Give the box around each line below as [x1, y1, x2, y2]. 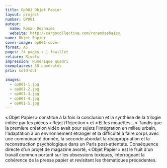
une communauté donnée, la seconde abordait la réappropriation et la [5, 136, 150, 142]
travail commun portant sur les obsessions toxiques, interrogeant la [5, 152, 145, 158]
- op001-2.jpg [10, 87, 39, 92]
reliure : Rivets [5, 54, 39, 59]
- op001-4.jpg [10, 96, 39, 101]
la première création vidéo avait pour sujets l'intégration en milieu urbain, [5, 125, 157, 131]
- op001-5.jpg [10, 101, 39, 106]
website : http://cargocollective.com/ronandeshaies [10, 31, 121, 36]
